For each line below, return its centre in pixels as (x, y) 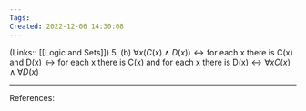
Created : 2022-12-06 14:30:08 (67, 26)
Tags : (20, 18)
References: (32, 97)
